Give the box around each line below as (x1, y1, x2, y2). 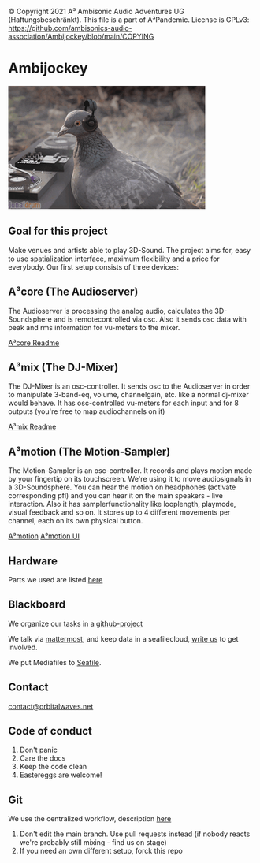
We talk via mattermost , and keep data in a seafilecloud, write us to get (8, 634, 239, 643)
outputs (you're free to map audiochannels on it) (8, 407, 165, 416)
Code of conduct (8, 724, 93, 738)
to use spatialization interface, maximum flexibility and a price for (8, 254, 221, 263)
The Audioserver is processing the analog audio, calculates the (8, 306, 214, 315)
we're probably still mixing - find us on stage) (19, 838, 167, 847)
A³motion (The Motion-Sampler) (8, 445, 171, 458)
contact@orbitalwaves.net (8, 701, 94, 711)
